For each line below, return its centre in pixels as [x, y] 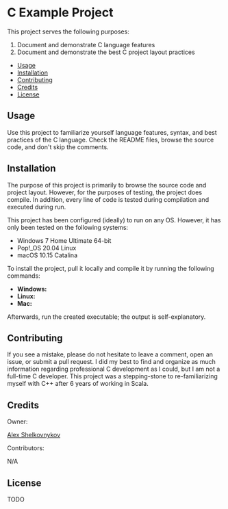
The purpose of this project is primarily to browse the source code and [107, 185]
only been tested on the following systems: [68, 227]
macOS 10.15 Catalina [47, 255]
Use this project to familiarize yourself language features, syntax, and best [112, 132]
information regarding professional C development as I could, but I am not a [114, 369]
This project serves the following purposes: [68, 31]
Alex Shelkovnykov [34, 435]
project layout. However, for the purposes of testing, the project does [105, 192]
